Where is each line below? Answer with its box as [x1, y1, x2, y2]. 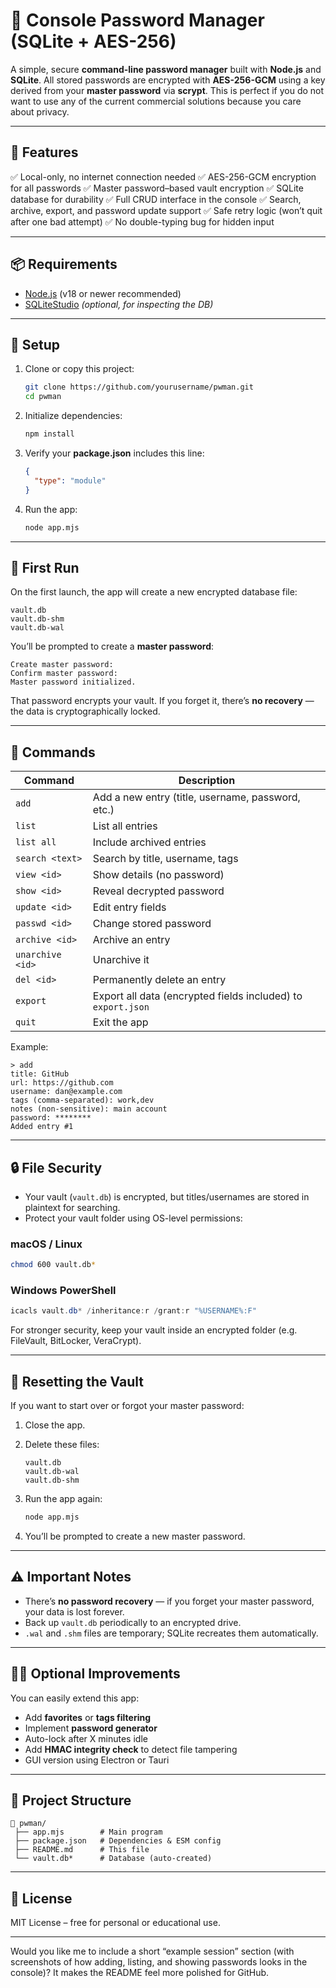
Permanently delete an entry [92, 973, 227, 987]
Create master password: [10, 660, 114, 670]
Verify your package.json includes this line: [24, 447, 205, 459]
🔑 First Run [10, 559, 80, 576]
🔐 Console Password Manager [10, 9, 265, 32]
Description [178, 774, 236, 788]
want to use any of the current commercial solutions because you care [10, 95, 302, 107]
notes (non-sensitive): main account [10, 1104, 168, 1114]
